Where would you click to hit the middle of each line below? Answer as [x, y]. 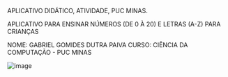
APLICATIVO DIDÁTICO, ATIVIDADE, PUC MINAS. [77, 11]
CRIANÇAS [23, 32]
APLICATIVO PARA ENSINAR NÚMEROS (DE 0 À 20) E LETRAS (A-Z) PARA [114, 24]
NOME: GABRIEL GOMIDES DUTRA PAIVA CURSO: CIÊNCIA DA [98, 45]
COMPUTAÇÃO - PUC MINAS [50, 52]
